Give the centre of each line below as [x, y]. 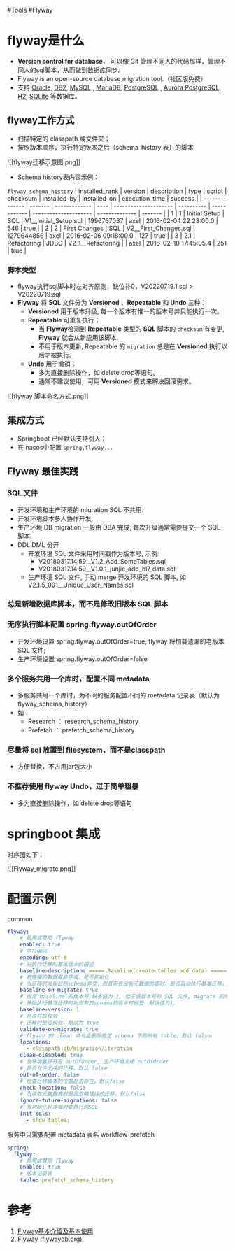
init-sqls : [36, 1114]
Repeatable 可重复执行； [64, 320]
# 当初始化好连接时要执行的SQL [59, 1107]
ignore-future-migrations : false [69, 1101]
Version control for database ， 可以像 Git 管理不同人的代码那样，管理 [119, 61]
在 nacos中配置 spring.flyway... [65, 447]
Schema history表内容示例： [58, 177]
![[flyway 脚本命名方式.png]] [48, 396]
